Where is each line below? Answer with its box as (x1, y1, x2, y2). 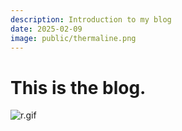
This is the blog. (10, 76, 147, 99)
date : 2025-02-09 (10, 24, 83, 34)
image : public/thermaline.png (10, 33, 137, 43)
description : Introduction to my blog (10, 14, 172, 25)
